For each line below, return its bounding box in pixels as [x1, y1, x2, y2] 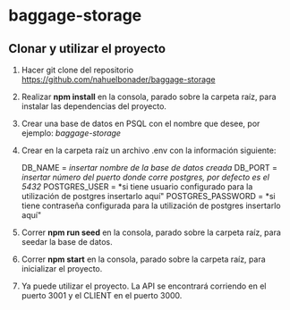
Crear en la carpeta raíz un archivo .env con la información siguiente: [21, 145, 277, 155]
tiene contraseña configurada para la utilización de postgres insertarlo [21, 200, 281, 211]
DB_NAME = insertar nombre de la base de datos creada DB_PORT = [21, 163, 278, 172]
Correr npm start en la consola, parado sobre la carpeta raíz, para [21, 254, 266, 264]
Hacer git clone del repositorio [21, 64, 134, 75]
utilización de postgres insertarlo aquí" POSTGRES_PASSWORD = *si [21, 191, 276, 201]
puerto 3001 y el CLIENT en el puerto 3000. [21, 290, 183, 300]
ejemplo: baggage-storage [21, 128, 122, 138]
